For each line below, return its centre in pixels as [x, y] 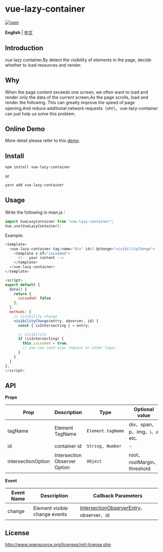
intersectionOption [29, 461]
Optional [144, 409]
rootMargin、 [144, 462]
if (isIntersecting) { [41, 339]
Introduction [24, 48]
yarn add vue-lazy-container [34, 185]
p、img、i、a [144, 432]
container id [68, 446]
